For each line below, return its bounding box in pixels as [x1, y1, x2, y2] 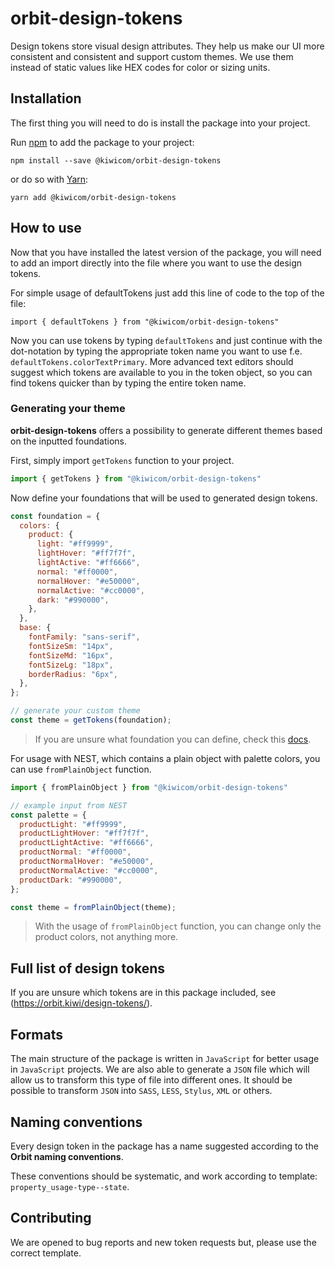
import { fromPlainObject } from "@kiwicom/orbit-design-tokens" [10, 782, 288, 792]
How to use [10, 220, 82, 237]
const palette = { [10, 810, 87, 820]
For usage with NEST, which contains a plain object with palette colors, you [10, 752, 321, 764]
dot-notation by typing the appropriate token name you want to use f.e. [10, 345, 303, 357]
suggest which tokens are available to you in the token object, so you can [10, 366, 313, 378]
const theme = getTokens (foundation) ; [10, 715, 172, 726]
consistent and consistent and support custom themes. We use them [10, 50, 294, 62]
